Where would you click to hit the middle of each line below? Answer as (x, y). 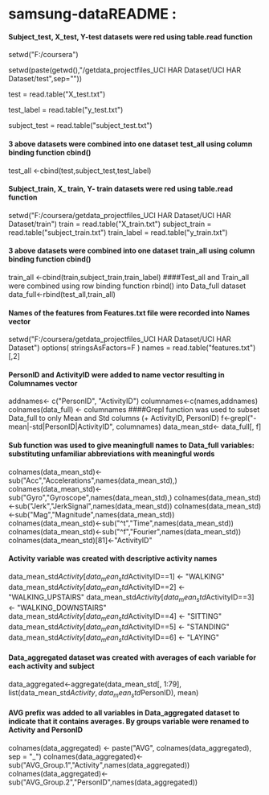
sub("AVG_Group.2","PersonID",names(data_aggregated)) (103, 782)
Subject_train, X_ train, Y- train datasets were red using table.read (121, 189)
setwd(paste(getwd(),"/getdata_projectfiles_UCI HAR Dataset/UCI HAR (125, 70)
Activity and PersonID (45, 730)
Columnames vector (43, 383)
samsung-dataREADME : (92, 14)
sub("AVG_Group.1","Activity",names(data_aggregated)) (99, 764)
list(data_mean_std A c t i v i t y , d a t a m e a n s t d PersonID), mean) (104, 693)
